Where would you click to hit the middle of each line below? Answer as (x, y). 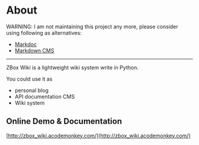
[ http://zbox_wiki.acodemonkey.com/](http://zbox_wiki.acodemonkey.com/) (98, 136)
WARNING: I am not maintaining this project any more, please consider (92, 27)
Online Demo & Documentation (64, 121)
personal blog (31, 90)
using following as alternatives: (44, 32)
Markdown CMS (34, 50)
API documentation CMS (45, 96)
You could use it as (29, 79)
